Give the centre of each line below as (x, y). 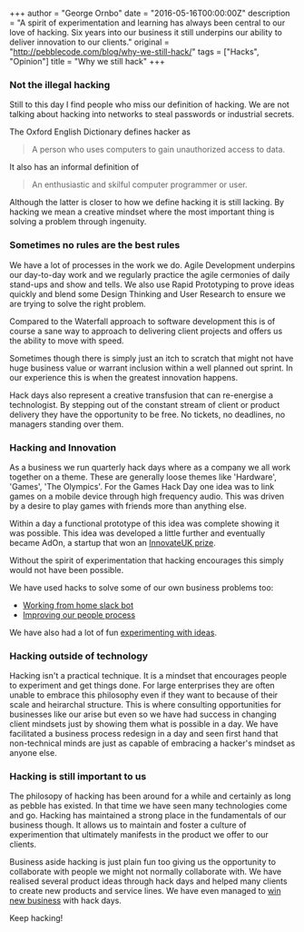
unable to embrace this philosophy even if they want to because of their (144, 695)
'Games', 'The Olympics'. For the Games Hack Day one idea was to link (142, 486)
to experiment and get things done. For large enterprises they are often (142, 686)
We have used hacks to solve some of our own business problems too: (142, 587)
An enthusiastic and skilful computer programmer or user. (139, 184)
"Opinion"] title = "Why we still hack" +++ (87, 61)
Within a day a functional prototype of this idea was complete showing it (144, 523)
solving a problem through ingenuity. (78, 222)
